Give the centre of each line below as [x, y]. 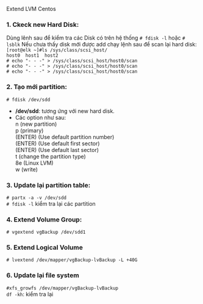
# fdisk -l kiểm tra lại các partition [51, 203]
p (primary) [29, 130]
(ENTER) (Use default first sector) [57, 143]
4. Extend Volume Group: [44, 219]
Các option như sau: [41, 117]
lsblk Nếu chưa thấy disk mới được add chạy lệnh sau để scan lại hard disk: [101, 45]
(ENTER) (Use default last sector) [57, 150]
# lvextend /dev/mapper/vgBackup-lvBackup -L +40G [72, 260]
